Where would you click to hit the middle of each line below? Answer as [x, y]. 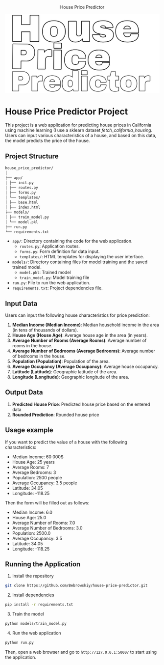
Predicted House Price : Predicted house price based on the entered [81, 404]
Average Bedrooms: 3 [34, 472]
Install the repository [33, 576]
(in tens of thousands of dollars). [45, 330]
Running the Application [43, 564]
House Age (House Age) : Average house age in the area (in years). [80, 335]
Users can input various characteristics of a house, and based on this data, [81, 136]
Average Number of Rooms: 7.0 [44, 523]
